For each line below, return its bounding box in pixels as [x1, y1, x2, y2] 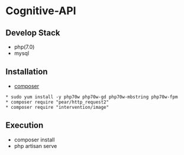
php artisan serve [14, 142, 57, 149]
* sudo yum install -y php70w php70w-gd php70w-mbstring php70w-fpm [5, 93, 178, 100]
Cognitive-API [5, 4, 76, 18]
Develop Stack [5, 28, 60, 38]
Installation [5, 67, 48, 77]
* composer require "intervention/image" [5, 104, 109, 110]
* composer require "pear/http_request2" [5, 99, 109, 105]
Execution [5, 120, 44, 131]
